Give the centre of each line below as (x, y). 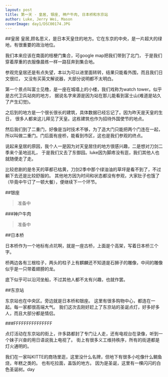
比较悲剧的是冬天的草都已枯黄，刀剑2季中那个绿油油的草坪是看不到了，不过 (83, 169)
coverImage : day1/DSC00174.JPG (38, 24)
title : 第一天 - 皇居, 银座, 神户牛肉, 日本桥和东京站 (57, 15)
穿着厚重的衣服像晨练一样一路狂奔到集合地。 (51, 62)
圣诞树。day (22, 369)
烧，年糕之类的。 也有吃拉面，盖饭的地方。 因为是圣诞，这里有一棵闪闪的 (81, 363)
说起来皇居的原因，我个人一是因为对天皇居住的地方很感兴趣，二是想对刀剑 (82, 146)
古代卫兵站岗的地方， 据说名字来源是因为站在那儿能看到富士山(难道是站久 (85, 96)
